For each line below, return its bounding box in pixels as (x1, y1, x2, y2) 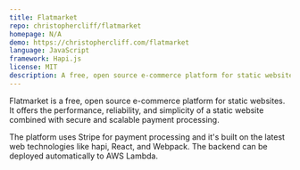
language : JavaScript (9, 46, 90, 55)
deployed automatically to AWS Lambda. (9, 150, 159, 161)
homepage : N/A (9, 29, 62, 38)
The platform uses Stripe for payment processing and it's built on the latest (9, 131, 286, 142)
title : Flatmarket (9, 12, 78, 22)
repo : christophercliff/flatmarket (9, 21, 142, 30)
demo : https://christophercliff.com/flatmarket (9, 37, 190, 47)
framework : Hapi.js (9, 54, 82, 63)
